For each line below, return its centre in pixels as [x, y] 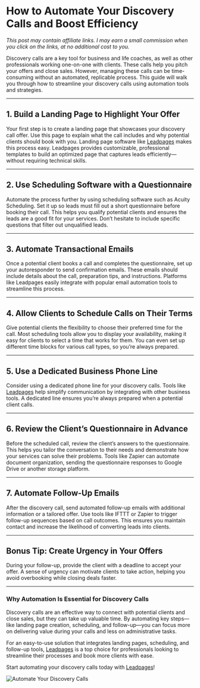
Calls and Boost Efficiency [72, 24]
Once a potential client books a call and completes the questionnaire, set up [99, 264]
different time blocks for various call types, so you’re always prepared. [93, 347]
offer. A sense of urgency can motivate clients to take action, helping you [96, 571]
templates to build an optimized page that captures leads [76, 154]
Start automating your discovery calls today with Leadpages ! [81, 667]
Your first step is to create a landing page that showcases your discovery [96, 129]
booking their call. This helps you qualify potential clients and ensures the [96, 212]
